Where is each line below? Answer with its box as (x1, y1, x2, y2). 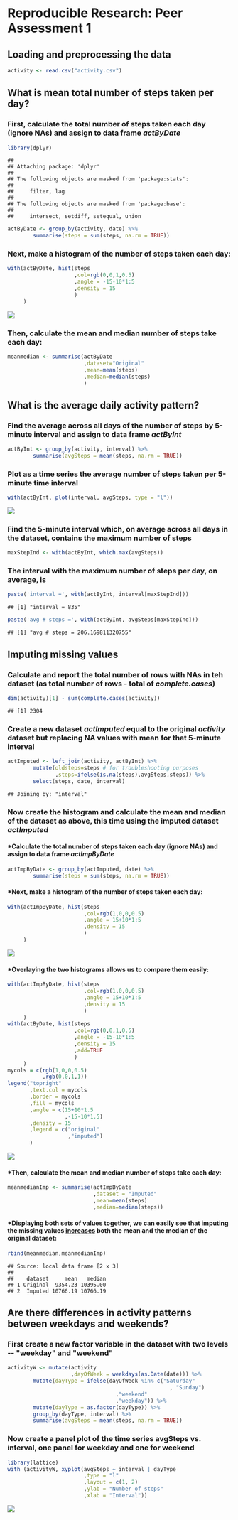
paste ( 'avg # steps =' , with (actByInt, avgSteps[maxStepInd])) (7, 616, 199, 623)
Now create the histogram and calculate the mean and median (7, 807, 226, 816)
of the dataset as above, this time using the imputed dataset (7, 816, 219, 826)
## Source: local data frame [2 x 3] (7, 1263, 119, 1270)
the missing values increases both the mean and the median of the (7, 1227, 208, 1235)
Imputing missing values (7, 648, 119, 660)
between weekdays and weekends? (7, 1318, 169, 1330)
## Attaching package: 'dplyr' (7, 163, 100, 171)
